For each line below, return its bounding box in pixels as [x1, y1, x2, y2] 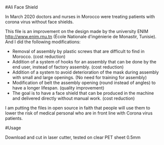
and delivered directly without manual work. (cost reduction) [12, 95, 135, 101]
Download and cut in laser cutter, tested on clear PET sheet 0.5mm [5, 135, 141, 140]
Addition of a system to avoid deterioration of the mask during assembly [12, 69, 159, 75]
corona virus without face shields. [5, 19, 74, 25]
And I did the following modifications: [5, 39, 81, 45]
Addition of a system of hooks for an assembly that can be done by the [12, 59, 157, 64]
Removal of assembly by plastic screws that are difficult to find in [12, 49, 145, 54]
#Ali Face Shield [5, 4, 38, 10]
